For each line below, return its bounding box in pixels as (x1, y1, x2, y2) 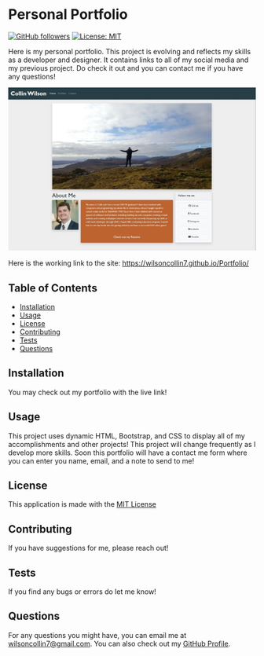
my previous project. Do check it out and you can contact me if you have (8, 63, 244, 72)
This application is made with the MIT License (8, 500, 157, 509)
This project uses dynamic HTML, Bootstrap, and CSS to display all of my (8, 431, 245, 441)
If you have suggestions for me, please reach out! (8, 544, 169, 553)
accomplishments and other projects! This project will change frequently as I (8, 439, 256, 449)
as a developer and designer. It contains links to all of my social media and (8, 55, 249, 64)
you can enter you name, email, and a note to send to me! (8, 456, 195, 465)
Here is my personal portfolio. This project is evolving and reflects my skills (8, 46, 251, 56)
